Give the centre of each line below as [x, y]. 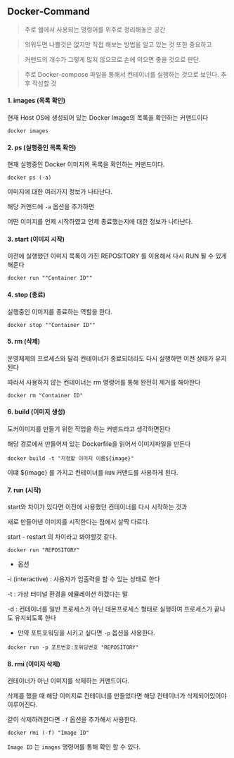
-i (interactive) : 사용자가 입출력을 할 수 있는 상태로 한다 [84, 579]
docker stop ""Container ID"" [52, 325]
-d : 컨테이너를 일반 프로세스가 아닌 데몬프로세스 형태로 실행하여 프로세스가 [110, 609]
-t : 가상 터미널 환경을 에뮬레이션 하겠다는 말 [68, 594]
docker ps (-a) [30, 178]
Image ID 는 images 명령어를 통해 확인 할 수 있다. [74, 747]
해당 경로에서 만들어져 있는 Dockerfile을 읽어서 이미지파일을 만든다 [99, 444]
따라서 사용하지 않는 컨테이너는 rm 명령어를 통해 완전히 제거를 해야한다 [104, 382]
